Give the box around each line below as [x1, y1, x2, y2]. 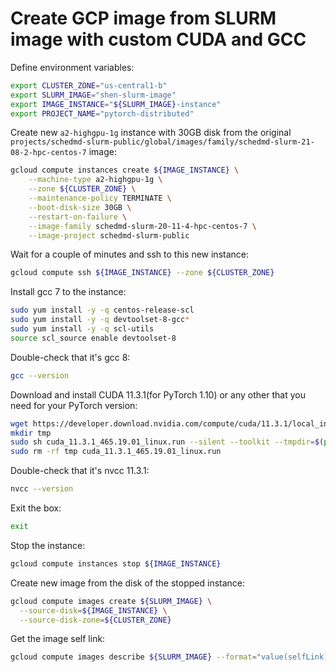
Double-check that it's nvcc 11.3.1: [10, 465, 150, 477]
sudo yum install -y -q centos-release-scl [10, 305, 195, 316]
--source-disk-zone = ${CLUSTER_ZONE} [19, 615, 172, 625]
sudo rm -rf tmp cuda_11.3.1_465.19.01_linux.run [10, 447, 222, 457]
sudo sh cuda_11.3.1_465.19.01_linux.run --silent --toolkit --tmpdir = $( [10, 437, 325, 447]
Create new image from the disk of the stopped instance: [10, 577, 246, 589]
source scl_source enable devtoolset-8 [10, 333, 177, 343]
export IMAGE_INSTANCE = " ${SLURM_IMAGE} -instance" [10, 99, 222, 109]
